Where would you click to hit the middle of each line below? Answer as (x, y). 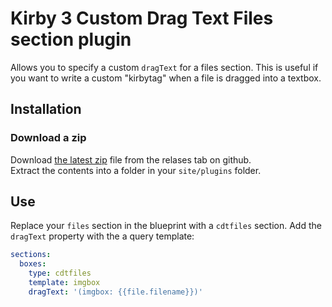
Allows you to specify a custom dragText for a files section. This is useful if (164, 67)
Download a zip (48, 138)
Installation (46, 109)
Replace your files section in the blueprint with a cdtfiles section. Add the (166, 226)
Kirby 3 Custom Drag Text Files (142, 18)
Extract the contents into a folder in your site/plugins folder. (136, 170)
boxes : (33, 264)
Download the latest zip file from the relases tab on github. (131, 159)
